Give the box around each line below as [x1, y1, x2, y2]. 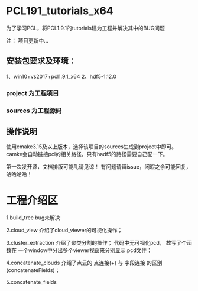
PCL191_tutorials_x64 [6, 4, 113, 18]
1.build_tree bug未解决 [6, 214, 60, 221]
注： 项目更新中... [6, 37, 49, 44]
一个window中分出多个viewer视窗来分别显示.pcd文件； [17, 247, 152, 254]
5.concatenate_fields [6, 279, 57, 286]
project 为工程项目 [6, 89, 59, 97]
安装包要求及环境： [6, 56, 76, 66]
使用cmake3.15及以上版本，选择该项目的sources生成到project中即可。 [6, 143, 177, 150]
